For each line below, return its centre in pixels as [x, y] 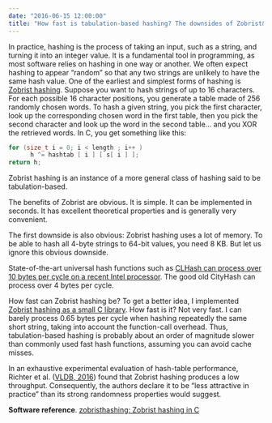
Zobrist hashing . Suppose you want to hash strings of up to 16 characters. [132, 89]
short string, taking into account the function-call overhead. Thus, [118, 327]
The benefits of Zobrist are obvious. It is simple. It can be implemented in [130, 203]
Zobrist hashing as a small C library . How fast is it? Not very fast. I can [125, 310]
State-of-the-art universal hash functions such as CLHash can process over [135, 268]
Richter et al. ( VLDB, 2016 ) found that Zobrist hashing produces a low [124, 377]
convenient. [28, 220]
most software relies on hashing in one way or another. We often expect [128, 64]
